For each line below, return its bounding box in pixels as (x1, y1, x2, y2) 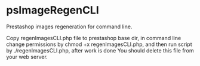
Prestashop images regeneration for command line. (6, 23, 133, 30)
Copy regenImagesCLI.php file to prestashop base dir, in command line (6, 34, 181, 41)
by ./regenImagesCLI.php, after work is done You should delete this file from (6, 47, 194, 54)
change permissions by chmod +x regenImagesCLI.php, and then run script (6, 41, 192, 48)
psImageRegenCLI (6, 4, 100, 17)
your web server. (6, 53, 48, 60)
